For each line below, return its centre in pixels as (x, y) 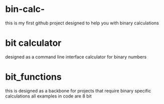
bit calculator (33, 43)
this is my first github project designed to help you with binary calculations (82, 23)
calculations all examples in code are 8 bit (48, 96)
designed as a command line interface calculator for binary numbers (76, 57)
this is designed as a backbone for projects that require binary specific (78, 91)
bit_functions (33, 77)
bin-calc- (25, 9)
